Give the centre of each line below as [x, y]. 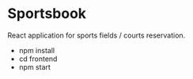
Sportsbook [47, 14]
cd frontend [38, 59]
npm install [37, 50]
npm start [34, 66]
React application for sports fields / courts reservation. [96, 35]
